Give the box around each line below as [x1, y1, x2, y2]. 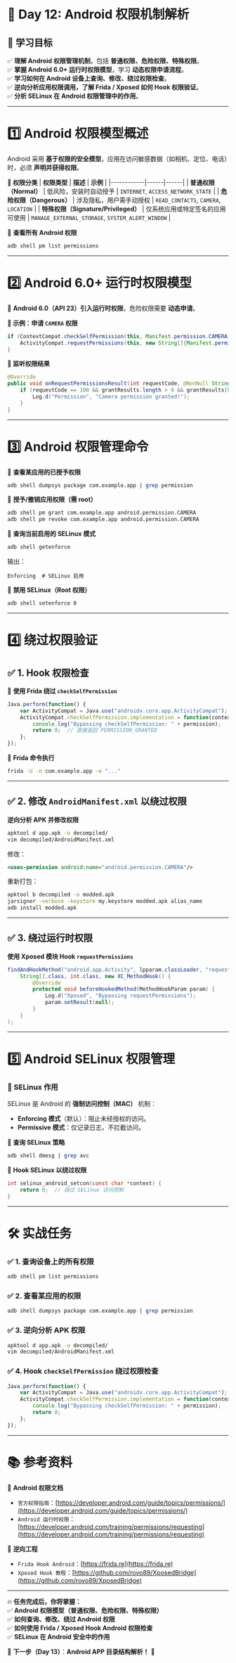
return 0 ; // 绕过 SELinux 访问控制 [20, 1186, 124, 1193]
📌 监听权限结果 [7, 359, 51, 368]
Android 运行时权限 [17, 1516, 70, 1523]
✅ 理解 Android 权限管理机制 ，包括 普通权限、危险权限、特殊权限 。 [7, 57, 203, 65]
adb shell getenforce [7, 544, 71, 551]
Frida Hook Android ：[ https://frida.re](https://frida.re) [17, 1559, 173, 1568]
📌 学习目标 [7, 37, 53, 49]
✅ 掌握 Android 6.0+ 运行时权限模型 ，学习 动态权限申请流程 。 [7, 65, 188, 74]
